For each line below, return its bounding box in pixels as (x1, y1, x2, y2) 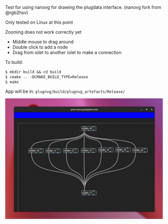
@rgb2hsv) (5, 10, 28, 16)
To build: (5, 59, 23, 65)
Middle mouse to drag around (12, 39, 74, 45)
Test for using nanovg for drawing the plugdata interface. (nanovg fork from (5, 5, 161, 10)
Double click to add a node (12, 44, 68, 50)
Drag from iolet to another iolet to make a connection (12, 50, 121, 55)
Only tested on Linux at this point (5, 20, 73, 25)
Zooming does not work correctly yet (5, 29, 81, 35)
